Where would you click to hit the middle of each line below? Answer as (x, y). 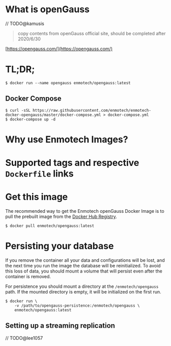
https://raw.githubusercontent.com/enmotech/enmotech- (92, 110)
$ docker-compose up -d (31, 119)
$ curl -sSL (18, 110)
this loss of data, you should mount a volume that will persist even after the (84, 271)
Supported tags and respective (72, 163)
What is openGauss (48, 9)
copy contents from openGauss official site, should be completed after (92, 33)
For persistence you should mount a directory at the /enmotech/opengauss (82, 286)
